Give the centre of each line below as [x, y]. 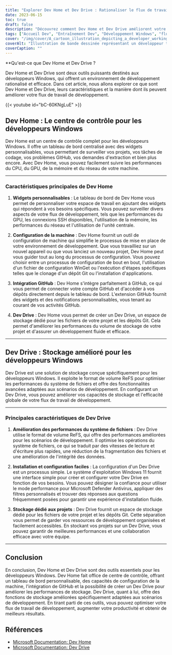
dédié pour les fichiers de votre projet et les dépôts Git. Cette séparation [89, 515]
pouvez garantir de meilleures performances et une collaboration [81, 531]
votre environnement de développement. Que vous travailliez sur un [84, 246]
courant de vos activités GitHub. [47, 305]
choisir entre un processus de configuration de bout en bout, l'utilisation [89, 262]
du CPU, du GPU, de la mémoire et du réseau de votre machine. [72, 169]
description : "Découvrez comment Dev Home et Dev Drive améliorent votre [86, 29]
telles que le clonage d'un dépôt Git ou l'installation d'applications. [83, 273]
